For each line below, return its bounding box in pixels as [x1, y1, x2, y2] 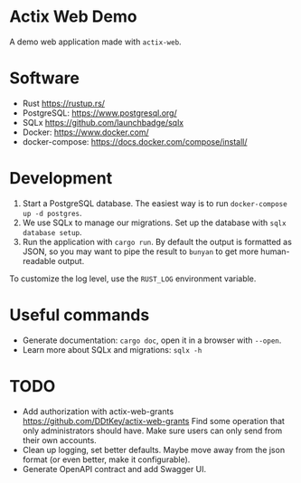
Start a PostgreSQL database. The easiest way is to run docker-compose [22, 197, 287, 209]
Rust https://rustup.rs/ [22, 98, 106, 109]
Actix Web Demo [9, 6, 137, 27]
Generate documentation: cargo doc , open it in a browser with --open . [22, 335, 282, 346]
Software [9, 68, 80, 89]
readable [22, 255, 56, 266]
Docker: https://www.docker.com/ [22, 127, 149, 137]
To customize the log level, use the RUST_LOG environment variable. [9, 273, 257, 284]
